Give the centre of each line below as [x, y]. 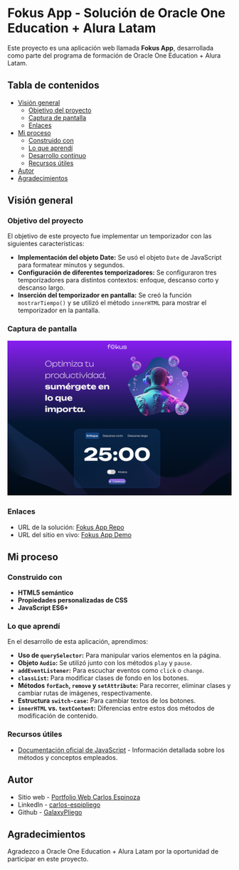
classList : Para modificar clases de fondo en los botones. [103, 678]
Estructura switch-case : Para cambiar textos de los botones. [107, 701]
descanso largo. [41, 288]
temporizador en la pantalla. [59, 310]
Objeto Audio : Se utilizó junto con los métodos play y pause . [105, 663]
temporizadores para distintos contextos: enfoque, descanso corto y [118, 280]
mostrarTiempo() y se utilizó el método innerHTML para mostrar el [112, 303]
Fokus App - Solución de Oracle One [117, 13]
